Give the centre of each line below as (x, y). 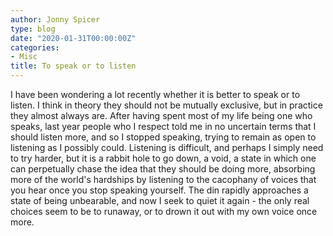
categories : (35, 47)
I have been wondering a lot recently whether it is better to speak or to (155, 94)
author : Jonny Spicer (55, 19)
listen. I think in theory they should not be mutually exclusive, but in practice (166, 105)
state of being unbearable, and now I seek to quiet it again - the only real (160, 200)
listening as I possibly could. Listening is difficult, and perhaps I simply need (167, 147)
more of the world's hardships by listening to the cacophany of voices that (163, 179)
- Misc (24, 57)
